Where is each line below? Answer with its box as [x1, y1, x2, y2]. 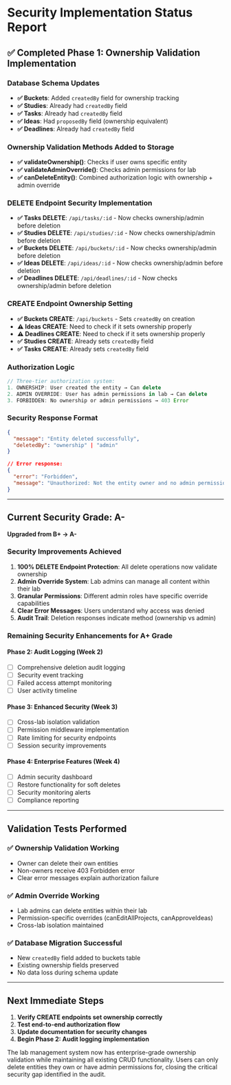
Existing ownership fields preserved [16, 961, 119, 969]
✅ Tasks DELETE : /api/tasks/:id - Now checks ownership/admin [16, 214, 204, 222]
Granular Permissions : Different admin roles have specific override [16, 591, 208, 600]
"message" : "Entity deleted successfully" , [13, 435, 140, 442]
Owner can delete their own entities [16, 859, 118, 867]
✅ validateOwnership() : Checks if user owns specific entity [16, 158, 187, 166]
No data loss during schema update [16, 968, 119, 977]
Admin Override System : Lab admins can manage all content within [16, 577, 210, 585]
